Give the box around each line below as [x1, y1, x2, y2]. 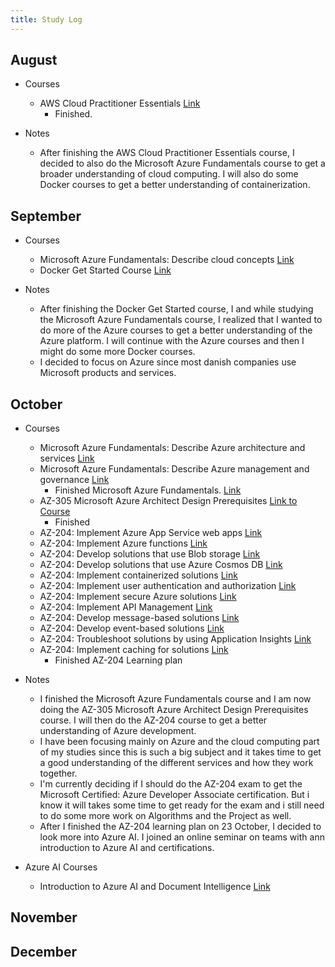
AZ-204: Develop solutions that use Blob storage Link [39, 548, 261, 560]
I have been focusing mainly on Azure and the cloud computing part [39, 736, 320, 748]
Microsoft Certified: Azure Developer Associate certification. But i [39, 789, 310, 801]
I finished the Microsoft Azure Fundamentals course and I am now [39, 693, 312, 705]
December [10, 943, 78, 960]
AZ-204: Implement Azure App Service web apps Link [39, 527, 263, 539]
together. [39, 767, 78, 780]
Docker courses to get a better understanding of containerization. [39, 179, 311, 191]
